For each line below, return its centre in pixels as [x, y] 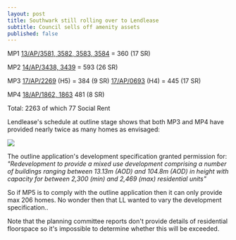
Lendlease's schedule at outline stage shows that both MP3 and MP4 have [116, 122]
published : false [33, 34]
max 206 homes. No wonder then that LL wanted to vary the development [114, 200]
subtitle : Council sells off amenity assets [74, 27]
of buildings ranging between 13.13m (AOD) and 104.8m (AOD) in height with [118, 172]
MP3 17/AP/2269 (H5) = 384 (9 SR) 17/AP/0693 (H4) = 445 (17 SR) [104, 81]
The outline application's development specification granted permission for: [117, 157]
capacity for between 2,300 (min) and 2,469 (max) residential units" [107, 179]
